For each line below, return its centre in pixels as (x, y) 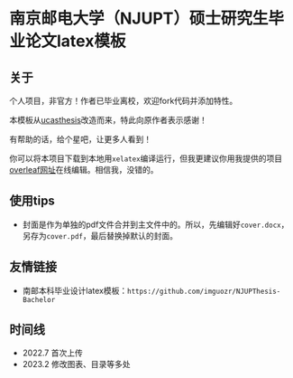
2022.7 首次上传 (52, 353)
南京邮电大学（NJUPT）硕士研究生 (139, 19)
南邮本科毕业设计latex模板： (75, 290)
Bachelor (39, 299)
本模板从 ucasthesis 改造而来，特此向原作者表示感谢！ (108, 120)
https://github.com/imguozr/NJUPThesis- (204, 291)
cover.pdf (65, 236)
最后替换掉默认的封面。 (134, 235)
